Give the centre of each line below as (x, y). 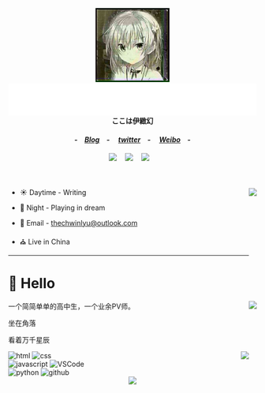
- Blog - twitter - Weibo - (132, 140)
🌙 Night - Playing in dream (62, 208)
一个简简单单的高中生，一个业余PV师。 (72, 306)
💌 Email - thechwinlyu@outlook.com (78, 223)
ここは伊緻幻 (132, 121)
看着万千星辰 (29, 339)
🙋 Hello (32, 283)
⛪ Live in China (45, 241)
